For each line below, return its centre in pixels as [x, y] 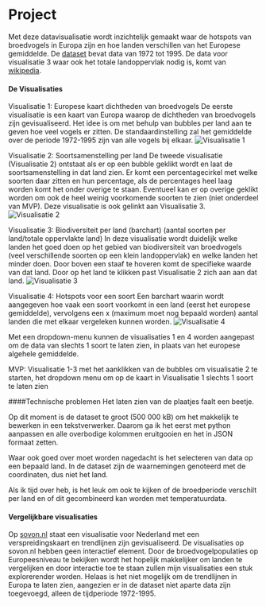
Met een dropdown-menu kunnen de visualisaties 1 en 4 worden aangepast [131, 337]
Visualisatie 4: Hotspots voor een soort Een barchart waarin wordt [116, 297]
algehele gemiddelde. [44, 354]
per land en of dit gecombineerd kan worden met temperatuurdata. [118, 499]
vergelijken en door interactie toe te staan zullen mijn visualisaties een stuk [131, 568]
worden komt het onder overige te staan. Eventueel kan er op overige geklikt [133, 189]
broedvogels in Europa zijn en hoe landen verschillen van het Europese [124, 45]
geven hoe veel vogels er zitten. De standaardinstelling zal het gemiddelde [130, 132]
